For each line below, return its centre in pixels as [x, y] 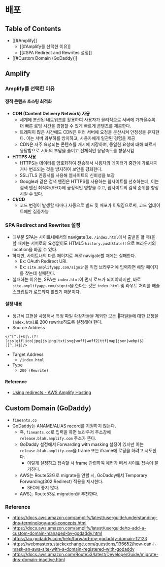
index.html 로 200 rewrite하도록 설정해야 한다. [57, 322]
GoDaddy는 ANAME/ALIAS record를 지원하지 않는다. [64, 426]
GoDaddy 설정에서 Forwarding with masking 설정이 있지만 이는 [82, 444]
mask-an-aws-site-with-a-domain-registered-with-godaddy [73, 549]
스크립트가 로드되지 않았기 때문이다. [47, 292]
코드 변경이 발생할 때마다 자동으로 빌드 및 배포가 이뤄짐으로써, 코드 [83, 205]
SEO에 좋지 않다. [43, 488]
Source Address [29, 328]
